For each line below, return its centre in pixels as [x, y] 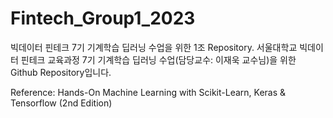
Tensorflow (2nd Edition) [61, 103]
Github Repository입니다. [61, 72]
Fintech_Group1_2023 [103, 18]
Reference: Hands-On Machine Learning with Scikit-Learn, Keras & [148, 92]
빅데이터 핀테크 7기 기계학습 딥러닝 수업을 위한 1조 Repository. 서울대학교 [154, 47]
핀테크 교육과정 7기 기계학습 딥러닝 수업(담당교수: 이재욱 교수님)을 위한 [158, 59]
